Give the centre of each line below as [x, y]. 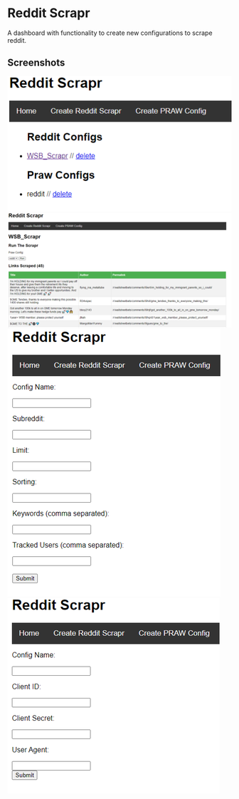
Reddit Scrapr [49, 13]
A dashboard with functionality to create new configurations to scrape [110, 33]
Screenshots [36, 63]
